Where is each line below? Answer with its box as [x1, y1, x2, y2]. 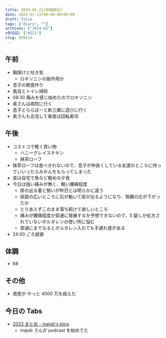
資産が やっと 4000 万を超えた [12, 291, 76, 297]
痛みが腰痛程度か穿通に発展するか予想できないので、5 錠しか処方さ [20, 212, 160, 218]
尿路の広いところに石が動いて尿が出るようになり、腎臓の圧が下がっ [20, 193, 160, 199]
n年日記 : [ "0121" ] [5, 31, 42, 36]
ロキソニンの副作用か [20, 76, 64, 82]
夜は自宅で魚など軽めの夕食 [12, 175, 70, 181]
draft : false [5, 17, 33, 22]
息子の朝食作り [12, 82, 44, 88]
